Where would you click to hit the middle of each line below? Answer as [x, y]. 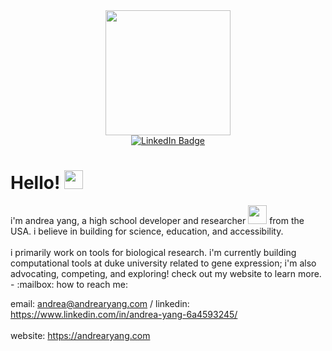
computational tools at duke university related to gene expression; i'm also [163, 263]
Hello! [35, 183]
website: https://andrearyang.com [80, 335]
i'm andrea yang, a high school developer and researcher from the [157, 220]
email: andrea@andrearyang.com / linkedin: [100, 303]
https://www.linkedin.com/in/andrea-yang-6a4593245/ [124, 314]
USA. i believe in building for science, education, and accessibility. [147, 231]
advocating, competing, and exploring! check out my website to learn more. [166, 273]
